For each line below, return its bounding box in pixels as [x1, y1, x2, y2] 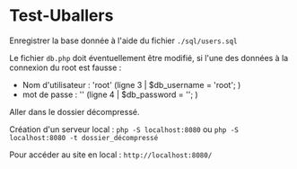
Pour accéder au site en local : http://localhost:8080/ [9, 149, 213, 160]
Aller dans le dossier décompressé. [9, 106, 140, 117]
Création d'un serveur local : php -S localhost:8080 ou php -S [9, 123, 240, 135]
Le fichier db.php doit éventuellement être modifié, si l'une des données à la [9, 52, 289, 63]
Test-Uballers [9, 5, 114, 26]
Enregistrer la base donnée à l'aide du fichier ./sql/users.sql [9, 35, 238, 46]
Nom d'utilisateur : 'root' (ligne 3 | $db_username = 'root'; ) [22, 79, 241, 90]
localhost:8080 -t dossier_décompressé [9, 133, 159, 142]
